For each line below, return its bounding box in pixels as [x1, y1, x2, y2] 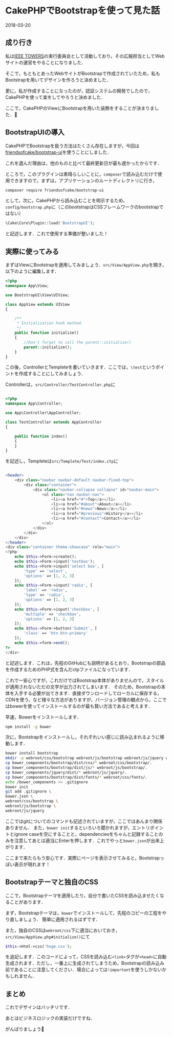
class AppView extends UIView [5, 302, 70, 307]
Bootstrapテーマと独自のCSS [5, 878, 99, 887]
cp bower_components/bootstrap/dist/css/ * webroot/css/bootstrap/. [5, 760, 153, 766]
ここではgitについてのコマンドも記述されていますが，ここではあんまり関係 [5, 818, 163, 824]
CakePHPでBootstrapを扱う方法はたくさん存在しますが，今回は [5, 143, 140, 149]
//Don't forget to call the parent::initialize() [24, 340, 132, 345]
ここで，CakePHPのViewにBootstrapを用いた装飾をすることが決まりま [5, 105, 155, 111]
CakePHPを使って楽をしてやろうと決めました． [5, 94, 106, 100]
